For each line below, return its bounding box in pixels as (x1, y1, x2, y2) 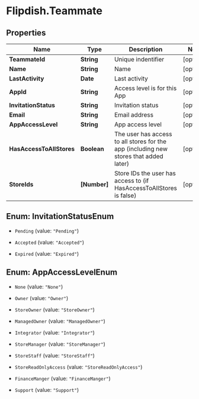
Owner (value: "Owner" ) (14, 294, 69, 301)
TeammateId (9, 55, 46, 63)
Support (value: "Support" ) (14, 386, 79, 393)
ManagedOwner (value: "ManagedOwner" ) (14, 317, 105, 324)
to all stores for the (114, 137, 167, 146)
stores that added (114, 152, 164, 160)
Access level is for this (114, 84, 177, 92)
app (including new (114, 145, 168, 153)
